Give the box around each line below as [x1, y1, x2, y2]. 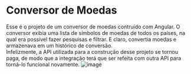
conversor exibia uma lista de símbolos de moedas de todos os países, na [6, 29, 186, 36]
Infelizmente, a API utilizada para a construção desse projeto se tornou [6, 48, 179, 55]
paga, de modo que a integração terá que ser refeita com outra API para [6, 54, 182, 62]
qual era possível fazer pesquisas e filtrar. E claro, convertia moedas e [6, 36, 177, 43]
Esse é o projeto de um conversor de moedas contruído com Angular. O [6, 23, 180, 30]
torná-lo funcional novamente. [6, 60, 80, 68]
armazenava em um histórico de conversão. [6, 42, 113, 49]
